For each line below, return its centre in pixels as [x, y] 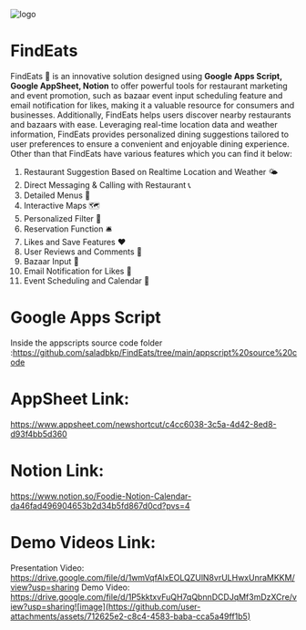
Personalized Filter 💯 [62, 218]
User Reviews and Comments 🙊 [82, 252]
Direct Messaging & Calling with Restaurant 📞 [107, 185]
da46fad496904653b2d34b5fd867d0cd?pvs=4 [100, 505]
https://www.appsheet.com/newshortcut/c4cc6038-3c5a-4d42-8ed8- [143, 424]
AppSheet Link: [70, 399]
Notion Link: [57, 470]
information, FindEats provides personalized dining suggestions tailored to [150, 134]
